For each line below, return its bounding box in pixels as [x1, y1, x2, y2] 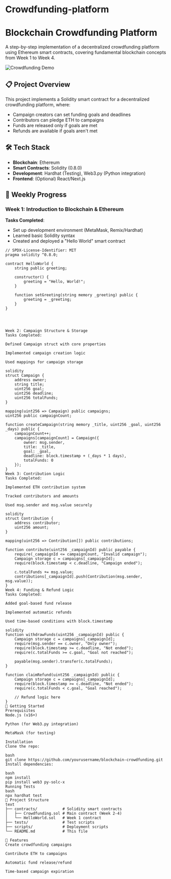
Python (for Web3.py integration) [5, 722, 79, 727]
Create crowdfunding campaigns [5, 842, 72, 847]
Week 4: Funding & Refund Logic [5, 587, 74, 593]
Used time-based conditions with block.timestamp [5, 619, 113, 624]
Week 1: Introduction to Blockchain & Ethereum [5, 206, 124, 213]
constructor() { [14, 275, 50, 280]
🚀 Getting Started [5, 704, 44, 709]
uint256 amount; [14, 525, 50, 530]
